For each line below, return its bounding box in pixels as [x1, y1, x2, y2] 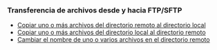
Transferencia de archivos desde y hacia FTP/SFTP [7, 5, 182, 15]
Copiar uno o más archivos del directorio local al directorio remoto [17, 28, 206, 36]
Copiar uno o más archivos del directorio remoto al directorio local [17, 21, 206, 29]
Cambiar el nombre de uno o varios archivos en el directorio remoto [17, 36, 210, 44]
